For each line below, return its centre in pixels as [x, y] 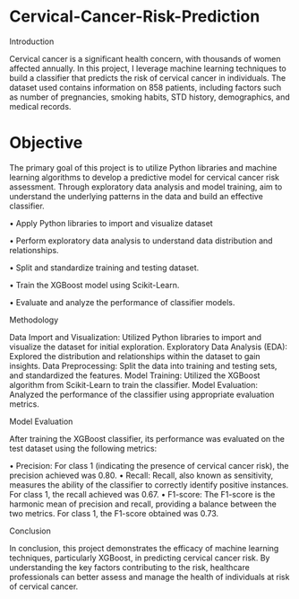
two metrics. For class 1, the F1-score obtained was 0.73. [114, 513]
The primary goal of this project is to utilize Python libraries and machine [143, 167]
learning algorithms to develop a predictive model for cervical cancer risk [145, 177]
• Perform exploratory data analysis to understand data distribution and [141, 241]
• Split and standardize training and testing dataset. [104, 268]
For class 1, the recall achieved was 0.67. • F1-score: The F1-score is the [142, 494]
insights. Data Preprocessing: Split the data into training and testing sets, [143, 366]
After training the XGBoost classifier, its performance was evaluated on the [147, 438]
